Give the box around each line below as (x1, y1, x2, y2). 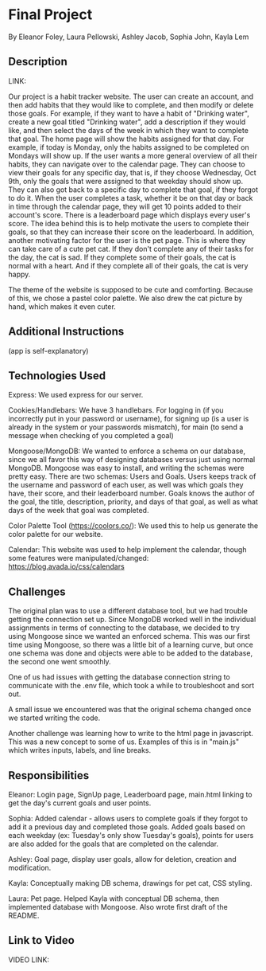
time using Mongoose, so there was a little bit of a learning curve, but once (8, 640, 254, 650)
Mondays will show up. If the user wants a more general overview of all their (8, 151, 258, 160)
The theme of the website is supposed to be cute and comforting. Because (8, 284, 253, 294)
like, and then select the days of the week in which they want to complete (8, 125, 249, 135)
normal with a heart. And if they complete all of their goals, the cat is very (8, 260, 249, 270)
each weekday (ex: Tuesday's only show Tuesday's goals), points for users (8, 831, 254, 840)
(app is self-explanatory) (8, 346, 89, 355)
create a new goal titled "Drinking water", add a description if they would (8, 117, 246, 127)
